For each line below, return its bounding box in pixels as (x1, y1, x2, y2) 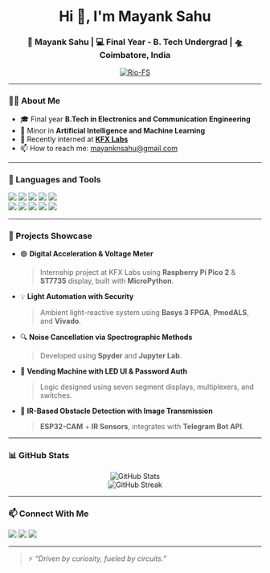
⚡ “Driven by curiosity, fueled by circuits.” (27, 554, 167, 563)
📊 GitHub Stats (8, 450, 70, 461)
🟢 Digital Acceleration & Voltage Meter (19, 249, 154, 259)
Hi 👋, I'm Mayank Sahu (59, 7, 211, 26)
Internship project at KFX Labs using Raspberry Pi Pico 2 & (39, 268, 236, 277)
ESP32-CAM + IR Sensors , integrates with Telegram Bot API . (39, 422, 244, 432)
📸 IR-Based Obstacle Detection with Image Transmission (19, 406, 213, 416)
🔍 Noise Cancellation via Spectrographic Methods (19, 333, 193, 342)
